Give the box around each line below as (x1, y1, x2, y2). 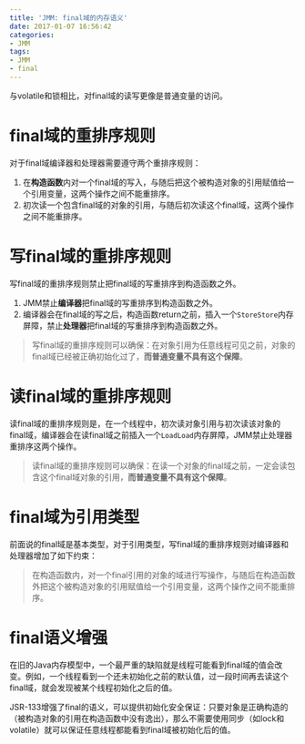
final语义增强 (9, 627, 108, 647)
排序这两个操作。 (16, 441, 82, 452)
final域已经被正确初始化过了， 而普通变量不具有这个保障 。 (31, 351, 248, 362)
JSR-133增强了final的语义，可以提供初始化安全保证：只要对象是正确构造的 (9, 701, 289, 712)
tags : (9, 47, 30, 56)
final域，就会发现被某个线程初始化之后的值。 (9, 682, 178, 693)
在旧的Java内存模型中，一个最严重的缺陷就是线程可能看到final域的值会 (9, 659, 275, 670)
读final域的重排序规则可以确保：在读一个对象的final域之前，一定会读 (31, 460, 288, 471)
